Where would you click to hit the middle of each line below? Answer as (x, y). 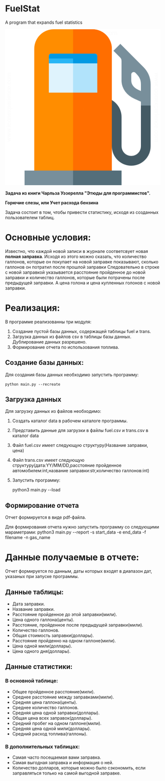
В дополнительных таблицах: (43, 746)
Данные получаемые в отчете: (72, 558)
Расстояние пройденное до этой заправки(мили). (65, 614)
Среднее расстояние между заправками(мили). (63, 697)
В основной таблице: (32, 681)
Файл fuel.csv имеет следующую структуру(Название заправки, (80, 445)
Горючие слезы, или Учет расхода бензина (52, 202)
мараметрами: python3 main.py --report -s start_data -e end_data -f (76, 532)
